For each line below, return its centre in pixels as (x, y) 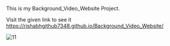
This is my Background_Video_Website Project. (63, 8)
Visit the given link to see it (39, 20)
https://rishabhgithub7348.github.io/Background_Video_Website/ (85, 26)
